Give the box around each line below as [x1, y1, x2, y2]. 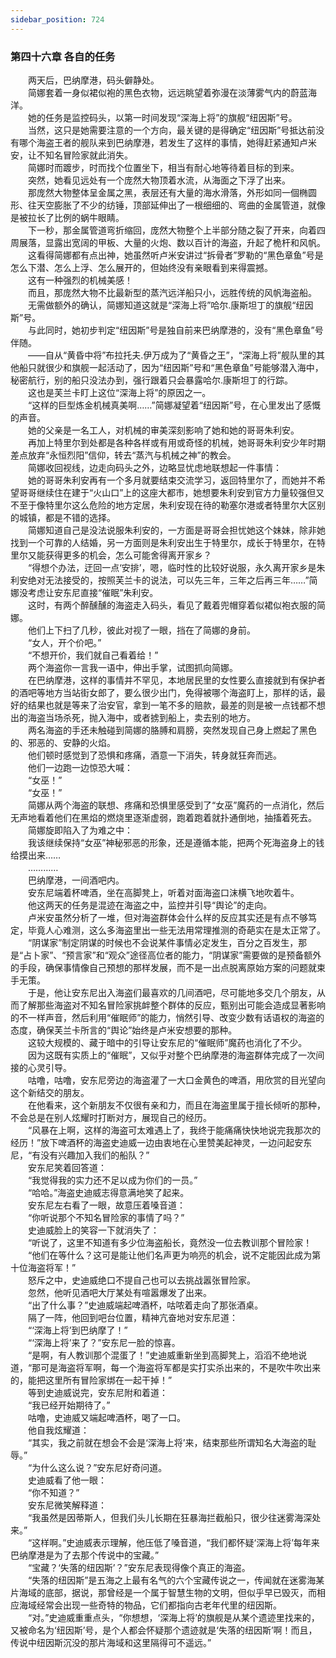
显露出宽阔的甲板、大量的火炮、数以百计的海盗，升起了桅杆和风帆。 [44, 236, 326, 248]
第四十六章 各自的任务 [10, 49, 116, 63]
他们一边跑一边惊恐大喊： [27, 761, 133, 773]
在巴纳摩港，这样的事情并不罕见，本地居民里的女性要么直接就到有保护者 [27, 674, 326, 686]
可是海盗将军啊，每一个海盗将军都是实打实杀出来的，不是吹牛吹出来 [40, 1361, 322, 1373]
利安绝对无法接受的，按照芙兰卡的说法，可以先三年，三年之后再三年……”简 [10, 574, 318, 586]
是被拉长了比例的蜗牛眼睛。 [10, 211, 125, 223]
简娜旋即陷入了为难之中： [27, 824, 133, 836]
